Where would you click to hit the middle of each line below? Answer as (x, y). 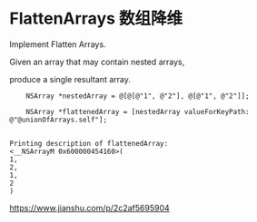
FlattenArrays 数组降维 (96, 19)
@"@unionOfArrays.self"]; (58, 120)
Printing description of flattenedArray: (89, 143)
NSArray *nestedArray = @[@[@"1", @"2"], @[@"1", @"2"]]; (138, 96)
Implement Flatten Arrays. (58, 44)
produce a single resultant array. (70, 79)
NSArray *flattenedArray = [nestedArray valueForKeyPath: (138, 111)
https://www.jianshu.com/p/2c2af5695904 (89, 208)
